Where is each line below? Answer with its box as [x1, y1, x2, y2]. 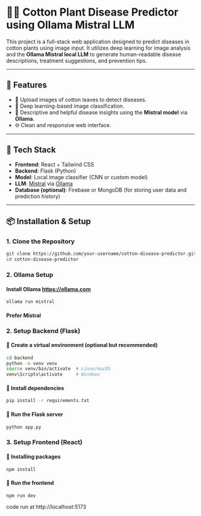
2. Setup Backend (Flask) [6, 327, 81, 335]
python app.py [6, 424, 42, 430]
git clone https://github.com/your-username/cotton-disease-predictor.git [6, 251, 197, 257]
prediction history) [14, 192, 61, 200]
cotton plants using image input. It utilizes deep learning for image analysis [6, 44, 191, 52]
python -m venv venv [6, 360, 58, 366]
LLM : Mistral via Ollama [14, 180, 73, 187]
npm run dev [6, 493, 36, 499]
